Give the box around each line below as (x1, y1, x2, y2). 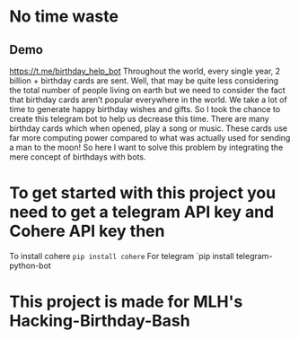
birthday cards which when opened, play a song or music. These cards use (9, 123, 288, 134)
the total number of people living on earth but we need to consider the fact (9, 85, 286, 95)
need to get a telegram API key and (9, 202, 275, 222)
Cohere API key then (9, 222, 165, 241)
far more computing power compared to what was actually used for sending (9, 133, 291, 143)
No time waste (9, 6, 119, 27)
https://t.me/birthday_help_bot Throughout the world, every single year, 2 (9, 65, 281, 76)
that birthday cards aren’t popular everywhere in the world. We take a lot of (9, 94, 287, 105)
